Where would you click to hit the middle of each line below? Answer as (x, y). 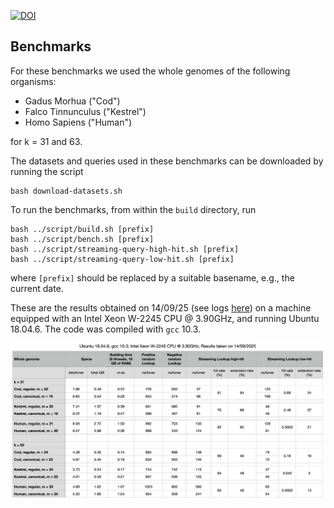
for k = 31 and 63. (46, 141)
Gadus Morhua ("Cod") (72, 101)
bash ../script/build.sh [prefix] (82, 229)
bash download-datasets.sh (66, 191)
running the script (47, 171)
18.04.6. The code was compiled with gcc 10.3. (106, 329)
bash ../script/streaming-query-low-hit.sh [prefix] (122, 259)
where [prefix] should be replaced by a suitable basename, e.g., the (152, 277)
